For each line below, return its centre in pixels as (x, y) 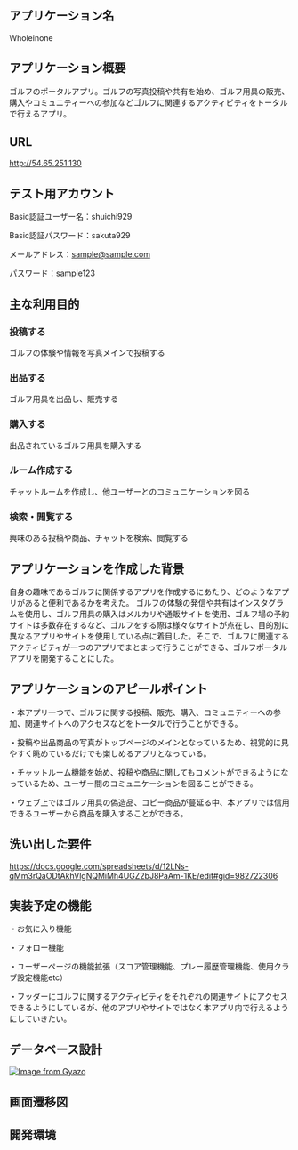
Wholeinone (31, 37)
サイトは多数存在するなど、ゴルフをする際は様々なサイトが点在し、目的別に (149, 624)
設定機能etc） (42, 977)
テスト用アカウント (62, 193)
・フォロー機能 (36, 948)
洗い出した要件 (50, 844)
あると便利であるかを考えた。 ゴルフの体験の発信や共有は (131, 602)
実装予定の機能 (50, 905)
